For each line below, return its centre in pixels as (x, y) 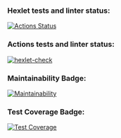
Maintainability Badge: (47, 78)
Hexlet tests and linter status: (59, 11)
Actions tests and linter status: (61, 45)
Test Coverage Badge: (46, 112)
